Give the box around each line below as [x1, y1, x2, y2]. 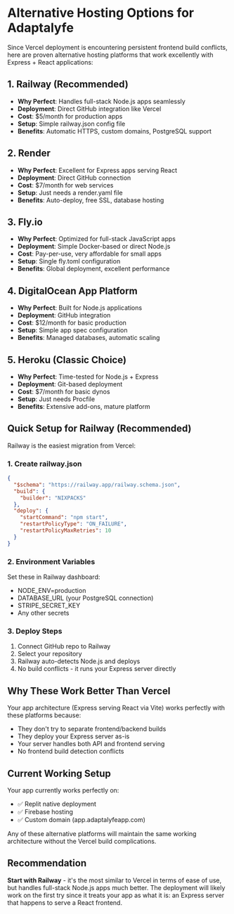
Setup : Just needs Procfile [17, 395, 96, 403]
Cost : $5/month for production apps [17, 112, 123, 120]
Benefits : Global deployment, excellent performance [17, 265, 170, 273]
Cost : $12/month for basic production [17, 318, 126, 327]
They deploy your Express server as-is [17, 732, 130, 740]
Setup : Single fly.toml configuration [17, 257, 121, 266]
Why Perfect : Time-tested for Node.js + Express [17, 372, 159, 381]
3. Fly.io [7, 216, 44, 228]
